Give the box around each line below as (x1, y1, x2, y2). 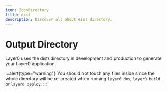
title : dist (5, 12, 31, 17)
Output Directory (5, 38, 78, 50)
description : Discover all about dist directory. (5, 17, 113, 22)
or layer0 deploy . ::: (5, 81, 47, 87)
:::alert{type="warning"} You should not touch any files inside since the (5, 70, 155, 76)
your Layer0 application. (5, 61, 57, 67)
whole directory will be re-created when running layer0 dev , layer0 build (5, 76, 160, 82)
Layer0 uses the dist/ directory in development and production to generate (5, 55, 162, 61)
